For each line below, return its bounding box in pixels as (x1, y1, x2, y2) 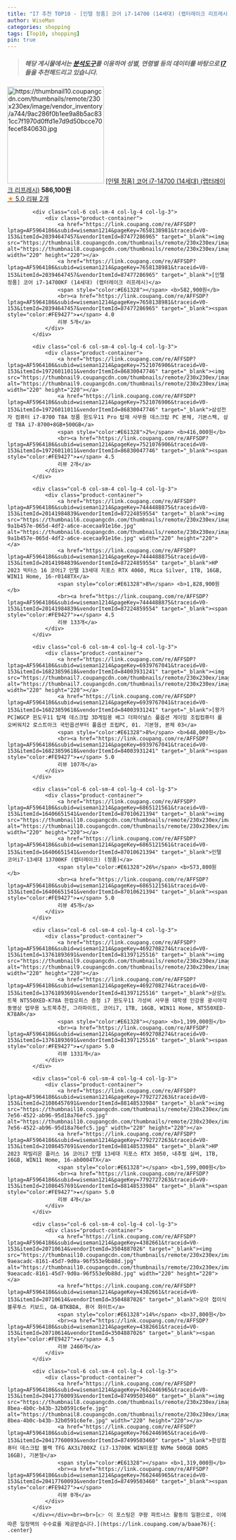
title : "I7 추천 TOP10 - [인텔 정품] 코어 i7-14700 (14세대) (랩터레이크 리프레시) (7, 10, 231, 18)
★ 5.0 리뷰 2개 (7, 194, 49, 203)
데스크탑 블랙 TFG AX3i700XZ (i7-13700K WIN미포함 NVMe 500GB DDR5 (20, 1445, 209, 1452)
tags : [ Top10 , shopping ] (7, 30, 80, 37)
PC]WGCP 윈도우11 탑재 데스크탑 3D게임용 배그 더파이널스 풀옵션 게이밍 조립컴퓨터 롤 (7, 714, 223, 721)
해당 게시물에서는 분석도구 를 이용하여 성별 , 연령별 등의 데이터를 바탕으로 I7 (24, 59, 227, 68)
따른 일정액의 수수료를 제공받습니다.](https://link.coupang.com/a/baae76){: (7, 1521, 216, 1528)
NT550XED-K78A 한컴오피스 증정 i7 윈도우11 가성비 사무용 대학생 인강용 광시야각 (20, 998, 227, 1005)
